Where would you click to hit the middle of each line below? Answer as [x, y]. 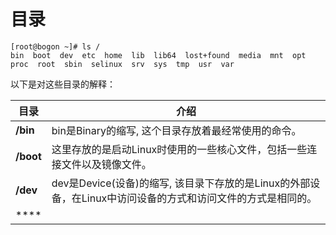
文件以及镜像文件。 [106, 164]
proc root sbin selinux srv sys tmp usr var [122, 64]
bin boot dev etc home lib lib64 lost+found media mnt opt [158, 55]
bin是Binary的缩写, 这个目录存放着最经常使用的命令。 [176, 130]
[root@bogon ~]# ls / [55, 46]
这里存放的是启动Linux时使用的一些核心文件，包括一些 [179, 149]
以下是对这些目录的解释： [63, 84]
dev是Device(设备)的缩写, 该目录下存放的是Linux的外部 [181, 183]
